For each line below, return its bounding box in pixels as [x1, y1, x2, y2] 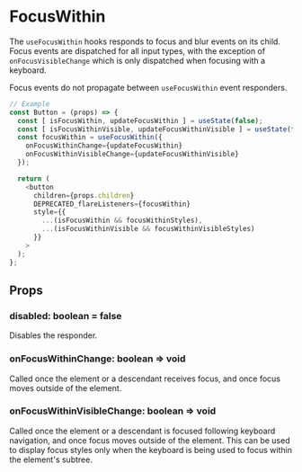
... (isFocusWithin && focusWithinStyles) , [41, 216, 203, 226]
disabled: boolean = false [9, 309, 122, 322]
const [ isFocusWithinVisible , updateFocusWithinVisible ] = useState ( [17, 124, 292, 134]
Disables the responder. [9, 330, 98, 341]
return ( [17, 174, 50, 183]
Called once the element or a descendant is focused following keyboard [9, 425, 276, 436]
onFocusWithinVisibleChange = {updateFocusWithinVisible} [25, 150, 240, 159]
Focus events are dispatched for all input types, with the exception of [9, 45, 266, 56]
